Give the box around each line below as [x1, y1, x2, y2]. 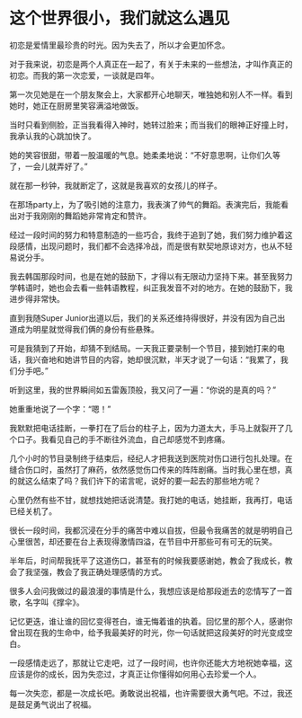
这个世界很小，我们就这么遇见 [9, 8, 231, 29]
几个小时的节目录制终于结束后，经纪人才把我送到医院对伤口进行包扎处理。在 [9, 453, 293, 464]
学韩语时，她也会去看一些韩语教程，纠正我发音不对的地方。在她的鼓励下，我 [9, 282, 293, 293]
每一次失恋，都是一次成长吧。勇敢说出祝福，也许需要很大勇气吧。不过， [9, 687, 277, 698]
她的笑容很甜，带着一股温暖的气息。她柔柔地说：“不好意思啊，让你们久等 [9, 149, 281, 160]
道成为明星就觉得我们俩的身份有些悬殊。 [9, 324, 159, 334]
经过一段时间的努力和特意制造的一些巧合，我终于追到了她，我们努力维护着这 [9, 229, 293, 240]
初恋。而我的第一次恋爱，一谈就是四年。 [9, 69, 159, 81]
